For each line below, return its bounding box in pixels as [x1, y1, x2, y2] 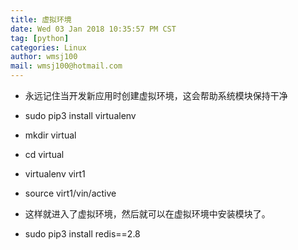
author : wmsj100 [10, 52, 78, 62]
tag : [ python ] [10, 33, 70, 43]
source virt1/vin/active [24, 187, 117, 199]
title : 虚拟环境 [10, 14, 72, 25]
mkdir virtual [24, 129, 77, 141]
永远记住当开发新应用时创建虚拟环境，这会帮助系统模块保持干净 [24, 90, 288, 101]
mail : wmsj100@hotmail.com [10, 61, 123, 71]
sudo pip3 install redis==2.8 [24, 228, 141, 240]
